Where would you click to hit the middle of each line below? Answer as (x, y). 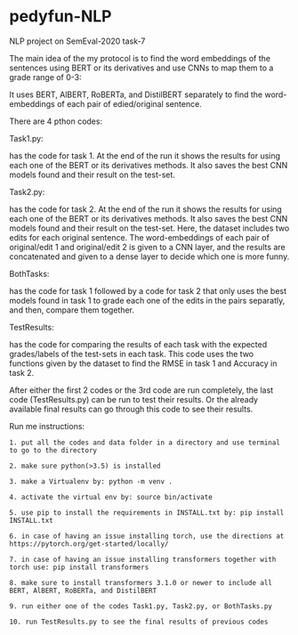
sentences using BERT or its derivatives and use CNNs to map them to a (141, 68)
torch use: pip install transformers (79, 567)
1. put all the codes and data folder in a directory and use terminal (145, 443)
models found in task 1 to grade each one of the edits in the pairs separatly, (147, 300)
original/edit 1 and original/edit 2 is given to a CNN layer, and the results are (148, 247)
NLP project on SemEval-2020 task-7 (77, 41)
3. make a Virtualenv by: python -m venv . (91, 481)
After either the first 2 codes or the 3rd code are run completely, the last (141, 390)
